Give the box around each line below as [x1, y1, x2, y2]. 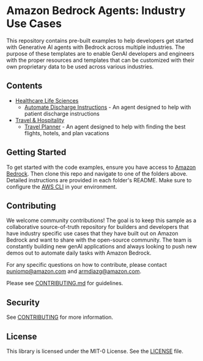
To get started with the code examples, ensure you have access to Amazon [6, 163, 196, 171]
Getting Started [6, 147, 67, 158]
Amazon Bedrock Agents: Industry [6, 4, 186, 18]
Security [6, 297, 40, 308]
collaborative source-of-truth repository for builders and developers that [6, 223, 189, 231]
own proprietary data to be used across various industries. [6, 62, 154, 70]
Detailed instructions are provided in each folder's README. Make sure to [6, 176, 192, 184]
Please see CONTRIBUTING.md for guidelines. [6, 280, 124, 287]
